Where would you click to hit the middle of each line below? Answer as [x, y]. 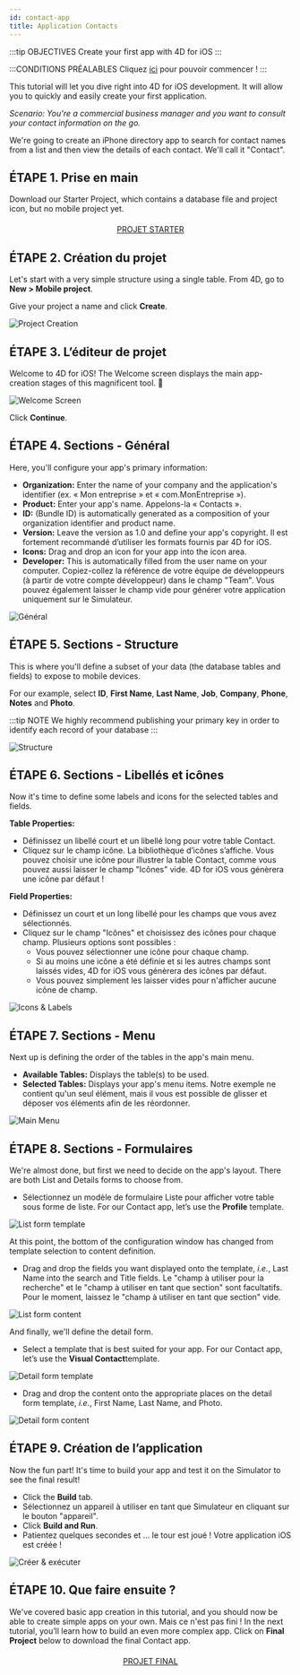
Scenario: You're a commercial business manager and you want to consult [148, 113]
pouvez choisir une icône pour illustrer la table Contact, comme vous [149, 860]
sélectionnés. [47, 924]
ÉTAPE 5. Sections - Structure [94, 645]
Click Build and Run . [60, 1525]
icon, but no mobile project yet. [67, 209]
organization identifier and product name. [99, 523]
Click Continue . [39, 417]
